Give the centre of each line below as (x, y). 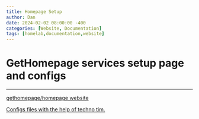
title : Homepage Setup (34, 12)
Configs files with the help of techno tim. (56, 109)
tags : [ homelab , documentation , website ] (55, 34)
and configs (36, 76)
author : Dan (21, 17)
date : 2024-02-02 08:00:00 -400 (46, 23)
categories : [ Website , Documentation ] (54, 28)
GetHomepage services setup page (95, 63)
